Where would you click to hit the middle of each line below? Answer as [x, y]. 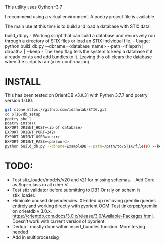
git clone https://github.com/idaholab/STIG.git [56, 109]
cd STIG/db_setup [23, 114]
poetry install [21, 123]
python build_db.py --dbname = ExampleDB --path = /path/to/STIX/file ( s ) [78, 146]
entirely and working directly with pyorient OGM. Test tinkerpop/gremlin [85, 206]
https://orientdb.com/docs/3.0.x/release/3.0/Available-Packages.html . [83, 216]
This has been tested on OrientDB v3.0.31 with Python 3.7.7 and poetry [77, 95]
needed [20, 232]
